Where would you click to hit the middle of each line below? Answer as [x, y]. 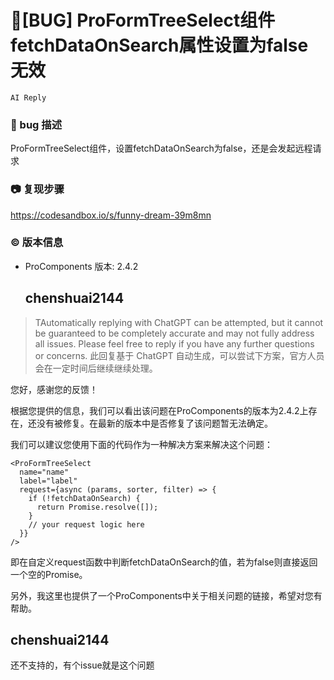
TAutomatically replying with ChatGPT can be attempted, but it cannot [179, 322]
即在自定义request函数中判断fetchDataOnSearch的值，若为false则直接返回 [164, 562]
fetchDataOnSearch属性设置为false [159, 45]
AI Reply [28, 97]
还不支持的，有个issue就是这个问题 [82, 665]
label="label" [48, 481]
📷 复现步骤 [37, 189]
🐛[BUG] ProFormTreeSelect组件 [143, 20]
